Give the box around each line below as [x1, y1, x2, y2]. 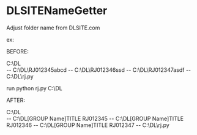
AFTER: [6, 96, 26, 104]
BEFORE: [6, 47, 29, 55]
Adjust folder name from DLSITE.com [6, 24, 100, 31]
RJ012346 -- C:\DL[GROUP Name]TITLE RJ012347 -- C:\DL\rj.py [6, 121, 169, 129]
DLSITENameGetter [6, 4, 108, 18]
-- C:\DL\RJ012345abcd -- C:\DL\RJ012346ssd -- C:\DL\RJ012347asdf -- [6, 66, 191, 74]
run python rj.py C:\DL [6, 84, 62, 92]
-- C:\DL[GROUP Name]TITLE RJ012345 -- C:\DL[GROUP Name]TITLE [6, 115, 184, 122]
